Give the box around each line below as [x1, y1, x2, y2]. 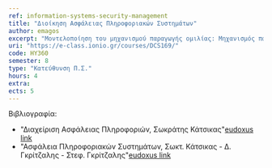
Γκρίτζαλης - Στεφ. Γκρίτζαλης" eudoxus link [19, 150, 172, 160]
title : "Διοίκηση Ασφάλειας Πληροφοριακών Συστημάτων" [8, 19, 198, 27]
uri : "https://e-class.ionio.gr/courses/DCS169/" [8, 42, 180, 50]
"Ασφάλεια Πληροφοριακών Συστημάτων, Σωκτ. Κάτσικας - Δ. [19, 142, 232, 152]
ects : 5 [8, 86, 35, 95]
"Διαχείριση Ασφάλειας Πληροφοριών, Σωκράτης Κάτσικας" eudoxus [19, 124, 253, 134]
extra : [8, 79, 31, 87]
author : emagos [8, 27, 60, 35]
